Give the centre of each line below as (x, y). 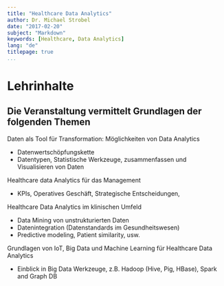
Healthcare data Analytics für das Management (74, 180)
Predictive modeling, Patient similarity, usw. (78, 234)
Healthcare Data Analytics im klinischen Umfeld (75, 207)
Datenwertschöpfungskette (56, 152)
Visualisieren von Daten (51, 167)
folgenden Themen (49, 122)
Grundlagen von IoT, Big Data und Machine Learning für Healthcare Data (110, 248)
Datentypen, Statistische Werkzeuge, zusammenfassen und (102, 159)
